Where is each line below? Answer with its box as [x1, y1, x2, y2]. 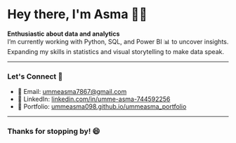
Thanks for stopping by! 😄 [7, 126, 100, 136]
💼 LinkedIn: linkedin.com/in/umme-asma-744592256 [17, 95, 171, 104]
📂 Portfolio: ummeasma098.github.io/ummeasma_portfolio [17, 102, 187, 111]
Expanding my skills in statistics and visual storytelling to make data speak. [7, 47, 225, 55]
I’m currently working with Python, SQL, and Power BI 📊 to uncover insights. [7, 37, 229, 46]
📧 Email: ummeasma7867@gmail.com [17, 88, 127, 96]
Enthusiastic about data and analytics [7, 29, 120, 38]
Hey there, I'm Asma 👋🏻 [7, 6, 147, 22]
